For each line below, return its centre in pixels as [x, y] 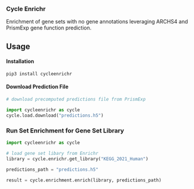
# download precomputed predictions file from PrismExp [76, 100]
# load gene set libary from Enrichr [52, 153]
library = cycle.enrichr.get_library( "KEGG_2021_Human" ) [77, 159]
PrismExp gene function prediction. [49, 28]
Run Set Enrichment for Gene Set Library [65, 130]
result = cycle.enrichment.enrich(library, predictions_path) [84, 180]
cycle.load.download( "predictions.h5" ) [55, 115]
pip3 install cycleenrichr [39, 74]
